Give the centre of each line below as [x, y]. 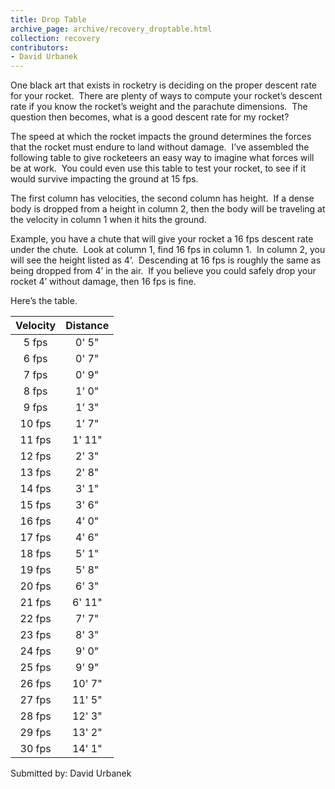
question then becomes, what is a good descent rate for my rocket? [150, 117]
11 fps [35, 440]
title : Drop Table [48, 19]
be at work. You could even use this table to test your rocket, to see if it [158, 168]
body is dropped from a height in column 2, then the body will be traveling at [168, 209]
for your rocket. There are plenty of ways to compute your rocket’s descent [166, 96]
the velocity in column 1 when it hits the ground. [108, 220]
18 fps [35, 554]
